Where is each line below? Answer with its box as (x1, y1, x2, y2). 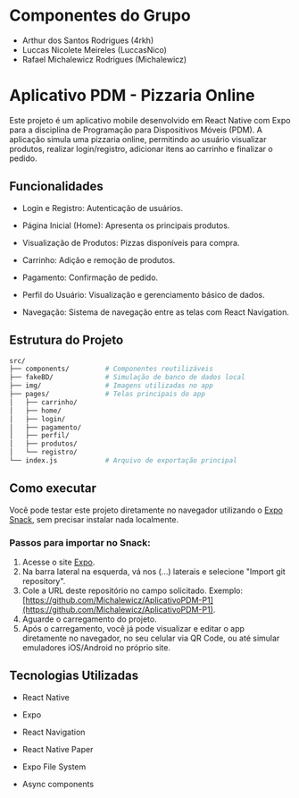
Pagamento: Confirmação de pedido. (21, 272, 159, 283)
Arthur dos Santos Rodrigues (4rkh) (21, 35, 154, 46)
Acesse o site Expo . (21, 556, 96, 567)
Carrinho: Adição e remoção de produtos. (21, 254, 176, 265)
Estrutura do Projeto (9, 333, 124, 348)
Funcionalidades (9, 179, 104, 194)
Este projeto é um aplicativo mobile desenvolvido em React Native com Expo (9, 115, 291, 125)
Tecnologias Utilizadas (9, 668, 139, 683)
